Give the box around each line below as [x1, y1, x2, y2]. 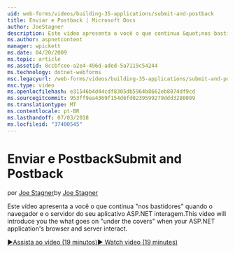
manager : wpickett [7, 43, 61, 50]
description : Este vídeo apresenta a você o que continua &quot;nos [7, 29, 211, 37]
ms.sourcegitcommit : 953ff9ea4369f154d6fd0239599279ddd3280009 [7, 95, 196, 102]
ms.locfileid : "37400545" [7, 120, 83, 128]
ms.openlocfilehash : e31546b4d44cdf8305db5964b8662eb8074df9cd [7, 88, 196, 95]
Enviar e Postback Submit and [7, 151, 182, 166]
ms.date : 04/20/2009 [7, 50, 68, 57]
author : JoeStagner [7, 23, 64, 30]
